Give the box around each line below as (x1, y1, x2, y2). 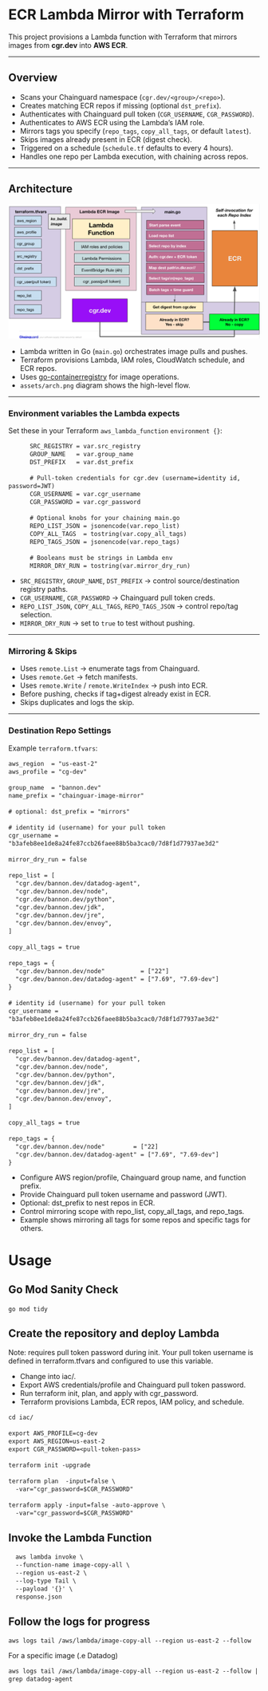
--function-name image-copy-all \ (15, 1561, 130, 1569)
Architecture (8, 182, 73, 196)
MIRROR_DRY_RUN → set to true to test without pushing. (19, 618, 195, 628)
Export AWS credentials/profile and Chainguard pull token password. (19, 1380, 246, 1389)
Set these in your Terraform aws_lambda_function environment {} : (8, 426, 223, 436)
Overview (8, 71, 58, 85)
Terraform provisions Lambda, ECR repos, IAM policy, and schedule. (19, 1397, 245, 1407)
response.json (15, 1593, 62, 1601)
